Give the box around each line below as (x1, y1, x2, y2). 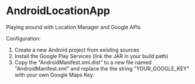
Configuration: (6, 35, 41, 42)
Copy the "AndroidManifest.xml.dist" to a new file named (14, 59, 152, 66)
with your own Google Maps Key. (14, 71, 95, 78)
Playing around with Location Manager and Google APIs (6, 23, 141, 31)
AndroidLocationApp (6, 4, 110, 18)
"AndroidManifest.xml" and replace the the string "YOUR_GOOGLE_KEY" (14, 65, 190, 72)
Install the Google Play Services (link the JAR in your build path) (14, 52, 169, 59)
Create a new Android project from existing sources (14, 46, 139, 53)
